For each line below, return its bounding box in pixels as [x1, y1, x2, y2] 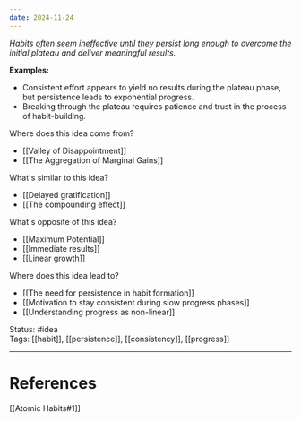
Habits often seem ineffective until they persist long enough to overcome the [9, 38, 292, 48]
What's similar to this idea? [9, 172, 109, 183]
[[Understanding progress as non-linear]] [21, 306, 176, 317]
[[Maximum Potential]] [21, 234, 105, 245]
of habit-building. [21, 110, 87, 121]
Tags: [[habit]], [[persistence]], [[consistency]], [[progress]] [9, 333, 230, 344]
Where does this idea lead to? [9, 270, 119, 280]
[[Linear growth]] [21, 253, 86, 263]
